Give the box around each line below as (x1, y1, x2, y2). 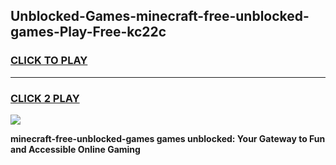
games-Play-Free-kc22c (10, 24, 167, 41)
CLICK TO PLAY (10, 54, 88, 68)
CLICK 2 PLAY (10, 91, 80, 105)
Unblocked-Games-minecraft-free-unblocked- (10, 8, 310, 25)
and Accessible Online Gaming (10, 143, 141, 155)
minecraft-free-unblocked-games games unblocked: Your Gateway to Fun (10, 132, 326, 144)
